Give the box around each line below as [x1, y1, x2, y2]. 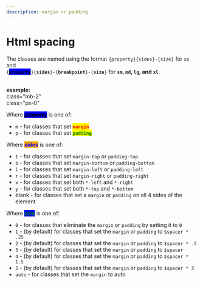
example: [6, 86, 30, 93]
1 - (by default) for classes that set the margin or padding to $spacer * [15, 228, 189, 235]
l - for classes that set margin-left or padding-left [15, 165, 144, 173]
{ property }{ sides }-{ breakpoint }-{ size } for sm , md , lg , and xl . [6, 68, 160, 75]
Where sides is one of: [6, 141, 63, 148]
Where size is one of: [6, 209, 60, 217]
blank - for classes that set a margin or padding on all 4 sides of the [15, 191, 182, 198]
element [15, 198, 36, 205]
